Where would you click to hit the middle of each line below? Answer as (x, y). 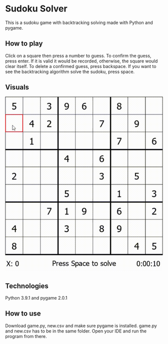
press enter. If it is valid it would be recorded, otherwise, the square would (81, 61)
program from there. (26, 336)
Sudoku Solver (36, 9)
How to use (23, 314)
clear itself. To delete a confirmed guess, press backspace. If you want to (81, 66)
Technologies (27, 286)
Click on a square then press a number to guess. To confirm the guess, (78, 55)
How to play (24, 44)
